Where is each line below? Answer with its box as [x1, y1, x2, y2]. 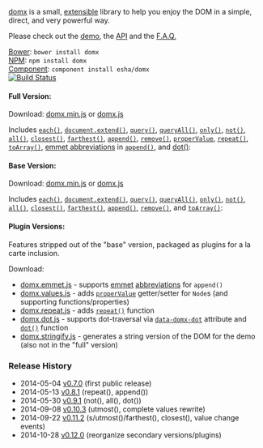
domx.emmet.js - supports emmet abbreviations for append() [19, 279, 223, 289]
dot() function [19, 322, 69, 332]
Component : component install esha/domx [8, 64, 150, 74]
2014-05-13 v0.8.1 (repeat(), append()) [19, 386, 149, 396]
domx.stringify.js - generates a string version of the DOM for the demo [19, 331, 256, 341]
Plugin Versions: [8, 222, 66, 231]
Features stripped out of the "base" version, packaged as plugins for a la [8, 239, 251, 250]
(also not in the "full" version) [19, 339, 119, 349]
